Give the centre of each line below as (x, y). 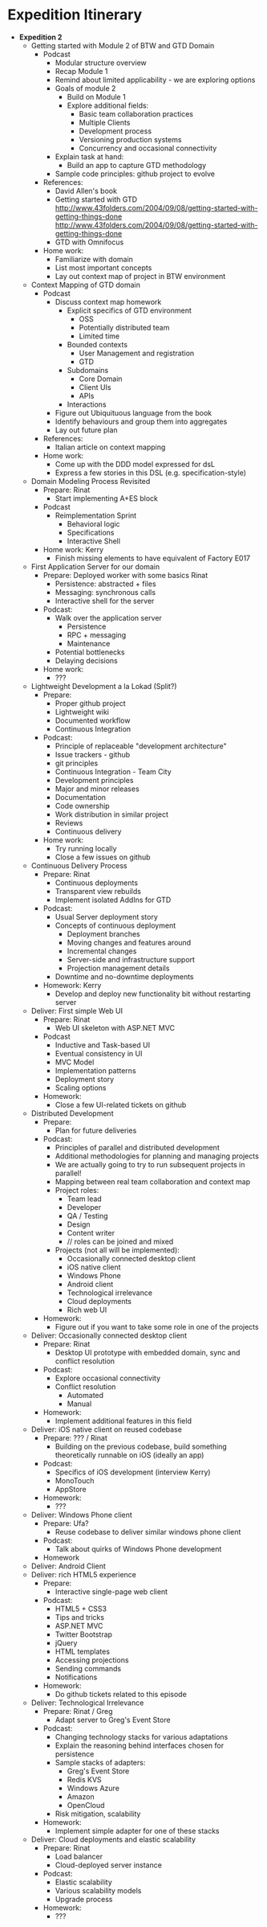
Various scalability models (98, 1890)
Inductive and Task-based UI (102, 1045)
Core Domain (101, 379)
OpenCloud (86, 1805)
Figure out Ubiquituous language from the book (133, 412)
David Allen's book (86, 191)
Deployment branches (104, 933)
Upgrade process (84, 1899)
